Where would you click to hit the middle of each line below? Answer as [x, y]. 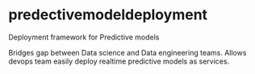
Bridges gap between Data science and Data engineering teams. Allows [127, 52]
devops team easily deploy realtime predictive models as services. [119, 61]
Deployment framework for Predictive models [84, 37]
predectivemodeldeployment [108, 15]
